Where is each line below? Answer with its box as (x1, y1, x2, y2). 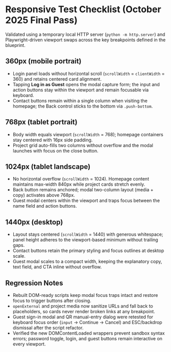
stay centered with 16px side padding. (12, 137, 93, 143)
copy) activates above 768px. (12, 192, 76, 198)
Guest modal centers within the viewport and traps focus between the (12, 197, 160, 204)
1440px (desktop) (5, 218, 63, 227)
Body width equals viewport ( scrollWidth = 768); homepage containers (12, 131, 163, 137)
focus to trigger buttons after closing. (12, 297, 91, 304)
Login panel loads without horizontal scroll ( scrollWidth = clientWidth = (12, 70, 165, 77)
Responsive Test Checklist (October (5, 4, 162, 15)
